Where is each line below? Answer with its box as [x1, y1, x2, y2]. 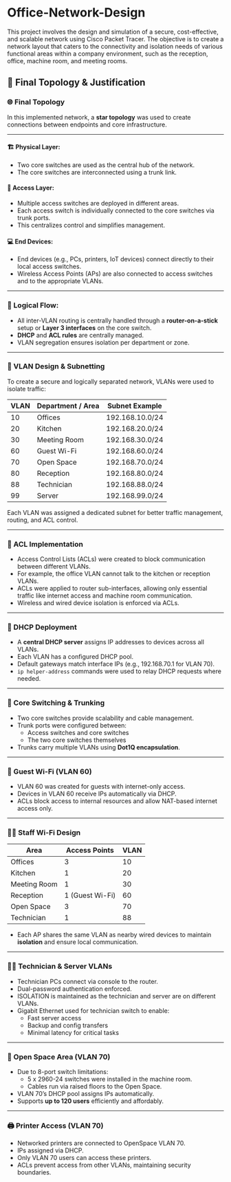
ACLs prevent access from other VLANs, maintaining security [16, 1161, 191, 1170]
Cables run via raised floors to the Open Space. [27, 1082, 162, 1091]
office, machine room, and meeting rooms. [7, 56, 128, 65]
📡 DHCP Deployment [7, 622, 77, 632]
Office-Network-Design [7, 5, 146, 21]
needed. [16, 675, 41, 683]
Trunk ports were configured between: [16, 721, 127, 730]
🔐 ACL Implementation [7, 539, 84, 549]
